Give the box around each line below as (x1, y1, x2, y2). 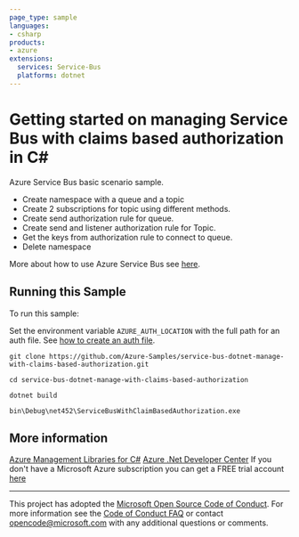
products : (9, 37, 46, 47)
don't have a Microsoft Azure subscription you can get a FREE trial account (9, 464, 285, 475)
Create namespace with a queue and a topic (21, 193, 185, 205)
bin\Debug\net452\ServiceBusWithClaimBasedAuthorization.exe (9, 406, 241, 415)
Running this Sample (9, 284, 126, 299)
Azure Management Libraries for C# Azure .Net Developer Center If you (9, 454, 272, 465)
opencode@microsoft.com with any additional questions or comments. (9, 517, 269, 528)
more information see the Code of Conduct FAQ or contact (9, 509, 224, 519)
